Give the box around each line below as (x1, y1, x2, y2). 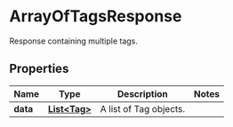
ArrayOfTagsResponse (9, 6, 182, 27)
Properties (9, 61, 69, 76)
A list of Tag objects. (100, 102, 186, 115)
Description (116, 87, 168, 99)
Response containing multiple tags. (9, 36, 138, 46)
